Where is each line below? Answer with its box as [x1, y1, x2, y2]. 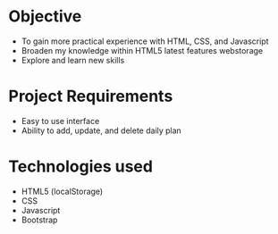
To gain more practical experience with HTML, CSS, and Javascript [21, 36, 269, 46]
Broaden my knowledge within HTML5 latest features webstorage [21, 45, 264, 55]
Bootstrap [21, 214, 58, 225]
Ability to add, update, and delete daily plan [21, 125, 182, 136]
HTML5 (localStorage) [21, 186, 104, 196]
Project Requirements [8, 87, 173, 106]
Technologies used [8, 156, 154, 177]
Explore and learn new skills [21, 54, 125, 65]
